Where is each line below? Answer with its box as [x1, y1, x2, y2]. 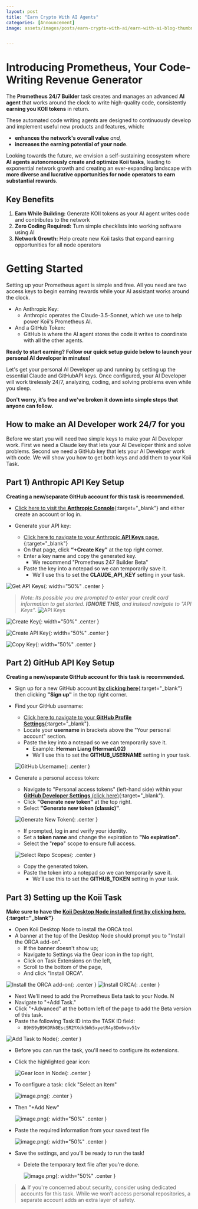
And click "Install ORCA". [23, 970, 84, 977]
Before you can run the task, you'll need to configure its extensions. [14, 1047, 180, 1054]
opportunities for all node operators [14, 241, 101, 248]
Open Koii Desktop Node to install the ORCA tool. [14, 926, 134, 933]
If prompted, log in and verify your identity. [23, 827, 128, 835]
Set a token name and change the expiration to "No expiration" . [23, 834, 180, 841]
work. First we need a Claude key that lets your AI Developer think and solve [6, 441, 192, 448]
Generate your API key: [14, 522, 71, 529]
